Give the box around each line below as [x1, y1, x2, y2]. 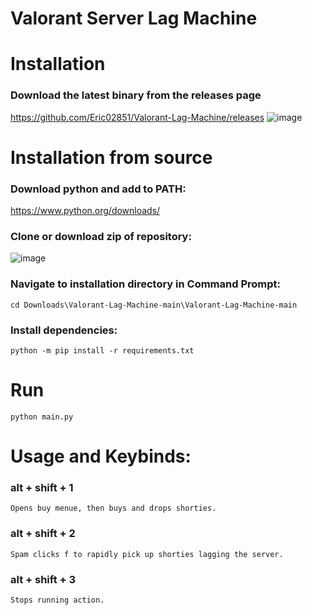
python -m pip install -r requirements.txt [10, 346, 195, 356]
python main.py [10, 412, 74, 422]
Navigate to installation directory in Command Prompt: [10, 277, 282, 291]
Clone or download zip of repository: [10, 230, 192, 244]
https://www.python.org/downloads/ [10, 205, 161, 217]
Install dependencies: [10, 323, 118, 337]
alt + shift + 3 [10, 572, 77, 586]
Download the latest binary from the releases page [10, 88, 262, 102]
